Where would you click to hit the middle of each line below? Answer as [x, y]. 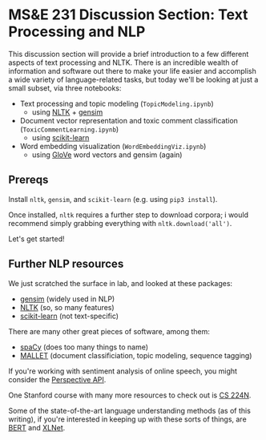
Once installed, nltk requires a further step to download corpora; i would [128, 215]
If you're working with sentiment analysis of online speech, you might [123, 371]
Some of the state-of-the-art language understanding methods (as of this [129, 410]
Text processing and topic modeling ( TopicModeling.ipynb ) [117, 103]
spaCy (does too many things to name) [84, 347]
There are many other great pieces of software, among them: [109, 331]
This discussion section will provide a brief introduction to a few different [129, 54]
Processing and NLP [77, 32]
